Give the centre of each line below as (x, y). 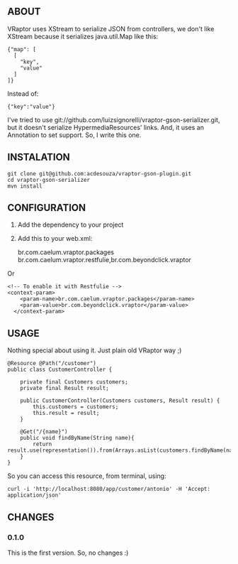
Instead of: (23, 93)
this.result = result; (66, 413)
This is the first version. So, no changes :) (68, 553)
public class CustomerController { (60, 370)
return (42, 444)
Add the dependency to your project (70, 225)
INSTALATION (39, 157)
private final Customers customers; (74, 382)
